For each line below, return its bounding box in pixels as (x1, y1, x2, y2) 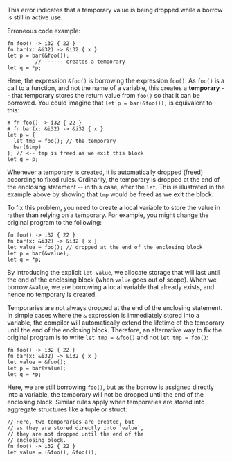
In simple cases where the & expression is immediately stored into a (7, 311, 199, 319)
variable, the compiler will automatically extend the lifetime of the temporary (7, 318, 224, 327)
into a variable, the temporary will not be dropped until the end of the (7, 391, 204, 398)
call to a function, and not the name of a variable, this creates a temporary (7, 84, 220, 92)
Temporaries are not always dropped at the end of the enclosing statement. (7, 304, 223, 311)
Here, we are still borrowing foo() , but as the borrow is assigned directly (7, 383, 215, 391)
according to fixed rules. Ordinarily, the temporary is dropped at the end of (7, 176, 220, 183)
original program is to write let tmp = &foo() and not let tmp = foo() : (7, 333, 209, 341)
